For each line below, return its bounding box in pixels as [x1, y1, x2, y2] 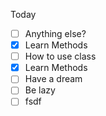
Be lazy [24, 84, 56, 96]
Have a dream [24, 73, 83, 85]
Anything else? [24, 28, 87, 39]
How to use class [24, 50, 97, 63]
